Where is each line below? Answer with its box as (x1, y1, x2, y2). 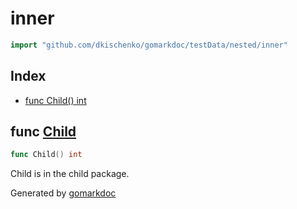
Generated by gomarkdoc (10, 187, 117, 199)
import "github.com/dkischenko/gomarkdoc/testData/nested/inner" (10, 40, 288, 50)
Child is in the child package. (10, 168, 130, 180)
